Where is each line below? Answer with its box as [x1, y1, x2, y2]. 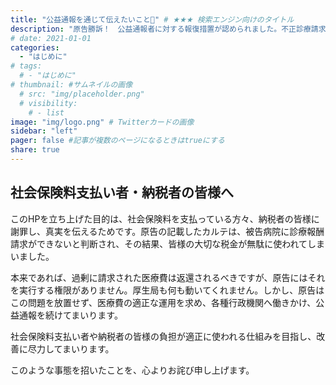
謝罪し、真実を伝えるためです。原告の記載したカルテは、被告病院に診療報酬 [10, 225, 325, 237]
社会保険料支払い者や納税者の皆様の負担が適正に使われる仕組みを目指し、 [10, 330, 317, 342]
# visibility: [19, 98, 78, 108]
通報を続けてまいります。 [18, 309, 123, 321]
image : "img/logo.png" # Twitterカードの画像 [10, 117, 195, 127]
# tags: [10, 61, 43, 71]
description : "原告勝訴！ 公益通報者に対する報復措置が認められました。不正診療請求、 [10, 24, 334, 34]
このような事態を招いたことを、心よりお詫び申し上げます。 [10, 364, 255, 376]
